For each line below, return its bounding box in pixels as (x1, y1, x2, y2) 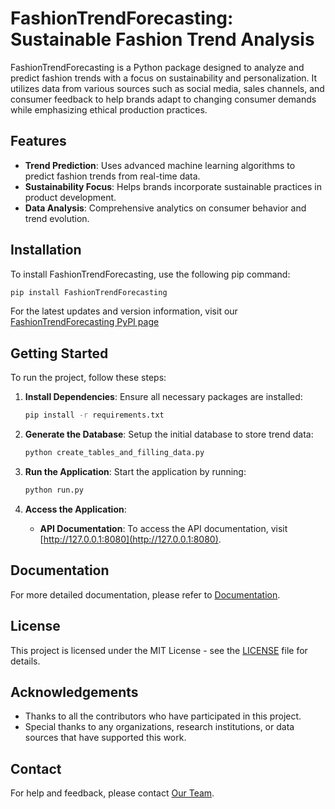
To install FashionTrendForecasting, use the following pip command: (10, 268, 291, 280)
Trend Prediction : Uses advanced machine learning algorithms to (24, 159, 296, 171)
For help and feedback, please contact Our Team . (10, 787, 215, 799)
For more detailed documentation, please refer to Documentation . (10, 588, 281, 601)
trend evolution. (24, 212, 90, 224)
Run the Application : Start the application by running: (24, 466, 247, 477)
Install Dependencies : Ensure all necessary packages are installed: (24, 391, 303, 403)
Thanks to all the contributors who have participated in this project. (24, 710, 302, 722)
